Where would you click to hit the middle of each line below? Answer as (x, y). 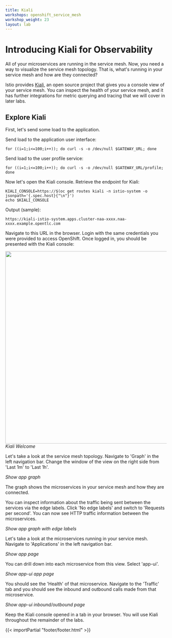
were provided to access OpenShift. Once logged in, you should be (76, 238)
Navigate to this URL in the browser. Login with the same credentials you (82, 233)
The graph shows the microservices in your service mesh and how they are (85, 487)
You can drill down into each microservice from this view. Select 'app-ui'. (82, 564)
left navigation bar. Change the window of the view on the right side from (82, 462)
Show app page (22, 554)
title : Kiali (19, 10)
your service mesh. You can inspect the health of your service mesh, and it (84, 90)
